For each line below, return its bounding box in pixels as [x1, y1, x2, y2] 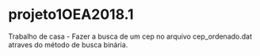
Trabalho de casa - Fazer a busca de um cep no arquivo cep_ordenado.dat [8, 32, 252, 41]
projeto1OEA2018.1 [8, 6, 134, 24]
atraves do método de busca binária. [8, 39, 128, 49]
